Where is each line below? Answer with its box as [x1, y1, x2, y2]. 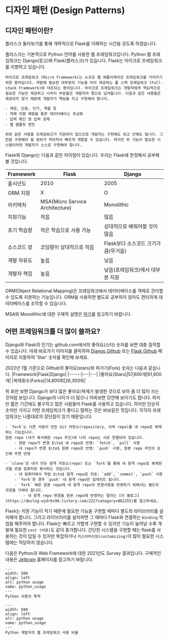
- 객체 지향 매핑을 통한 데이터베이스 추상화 [5, 111, 83, 116]
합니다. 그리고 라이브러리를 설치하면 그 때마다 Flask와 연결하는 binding [18, 514, 158, 520]
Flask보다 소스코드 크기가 [104, 240, 161, 247]
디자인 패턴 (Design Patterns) [5, 5, 125, 16]
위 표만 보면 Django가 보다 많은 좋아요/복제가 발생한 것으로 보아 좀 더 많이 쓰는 [5, 388, 159, 394]
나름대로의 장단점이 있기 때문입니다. [22, 413, 93, 419]
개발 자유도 [8, 257, 33, 264]
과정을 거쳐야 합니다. [5, 487, 43, 493]
